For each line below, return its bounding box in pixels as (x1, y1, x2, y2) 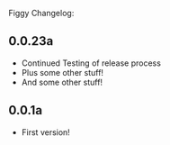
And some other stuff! (21, 77, 103, 87)
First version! (21, 126, 71, 138)
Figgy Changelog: (8, 8, 75, 18)
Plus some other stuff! (21, 67, 104, 77)
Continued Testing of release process (21, 58, 161, 68)
